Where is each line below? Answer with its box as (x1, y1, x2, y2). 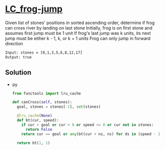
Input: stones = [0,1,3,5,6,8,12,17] (5, 50, 83, 55)
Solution (5, 68, 32, 77)
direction (5, 40, 23, 46)
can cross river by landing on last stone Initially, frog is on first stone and (5, 25, 153, 30)
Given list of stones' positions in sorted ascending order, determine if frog (5, 20, 155, 26)
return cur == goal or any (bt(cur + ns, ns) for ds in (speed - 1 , (21, 131, 163, 136)
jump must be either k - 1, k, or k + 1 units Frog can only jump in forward (5, 35, 151, 41)
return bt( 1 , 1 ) (17, 140, 50, 146)
